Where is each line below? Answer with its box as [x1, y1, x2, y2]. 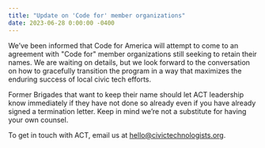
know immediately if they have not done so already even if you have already [8, 98, 256, 108]
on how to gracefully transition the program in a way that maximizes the [8, 66, 242, 75]
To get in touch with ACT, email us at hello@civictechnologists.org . [8, 130, 226, 139]
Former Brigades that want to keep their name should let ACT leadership [8, 89, 244, 99]
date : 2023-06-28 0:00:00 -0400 [8, 19, 115, 27]
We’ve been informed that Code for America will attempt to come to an [8, 40, 239, 50]
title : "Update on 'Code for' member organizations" [8, 11, 186, 20]
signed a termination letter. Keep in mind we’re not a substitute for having [8, 106, 247, 116]
